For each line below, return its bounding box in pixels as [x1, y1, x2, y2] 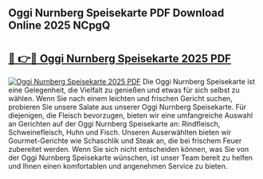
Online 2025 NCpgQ [8, 19, 111, 33]
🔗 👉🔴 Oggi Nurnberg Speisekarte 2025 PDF [8, 52, 231, 65]
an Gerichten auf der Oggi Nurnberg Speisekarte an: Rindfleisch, [8, 119, 221, 128]
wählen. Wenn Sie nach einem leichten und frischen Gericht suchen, [8, 94, 233, 103]
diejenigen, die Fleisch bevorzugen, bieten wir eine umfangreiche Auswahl [8, 111, 253, 120]
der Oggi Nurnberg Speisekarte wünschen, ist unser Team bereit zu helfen [8, 153, 253, 162]
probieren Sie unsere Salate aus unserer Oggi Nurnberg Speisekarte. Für [8, 103, 247, 111]
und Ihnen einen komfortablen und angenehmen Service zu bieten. [8, 161, 228, 170]
